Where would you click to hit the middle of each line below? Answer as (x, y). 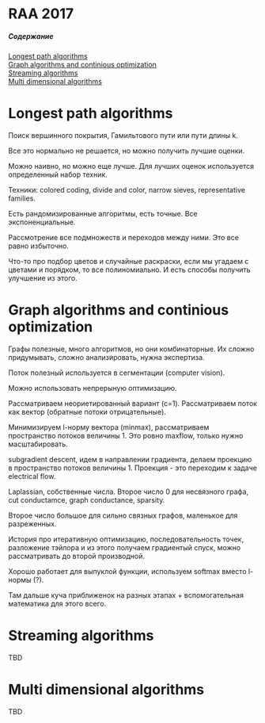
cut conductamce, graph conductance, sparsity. (87, 500)
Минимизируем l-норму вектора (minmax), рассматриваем (109, 427)
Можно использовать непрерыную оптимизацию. (93, 388)
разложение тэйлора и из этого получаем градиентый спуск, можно (125, 548)
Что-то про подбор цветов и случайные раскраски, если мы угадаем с (129, 262)
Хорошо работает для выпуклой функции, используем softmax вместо (127, 572)
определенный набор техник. (58, 174)
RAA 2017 (41, 14)
